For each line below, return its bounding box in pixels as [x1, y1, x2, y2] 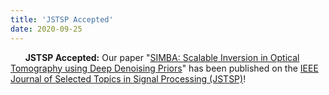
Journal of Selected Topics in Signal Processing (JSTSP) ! [10, 72, 247, 85]
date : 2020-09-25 [10, 24, 83, 34]
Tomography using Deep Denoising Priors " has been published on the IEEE [10, 62, 319, 74]
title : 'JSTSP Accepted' [10, 14, 114, 25]
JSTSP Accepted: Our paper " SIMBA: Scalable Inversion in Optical [24, 51, 300, 63]
